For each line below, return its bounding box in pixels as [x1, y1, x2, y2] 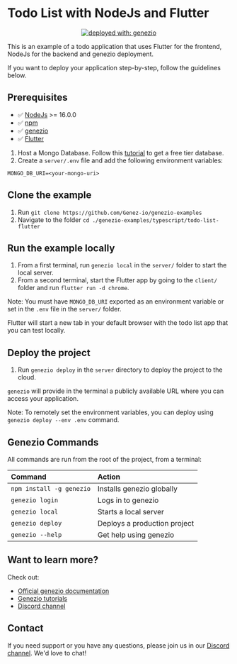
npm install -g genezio [11, 485, 91, 492]
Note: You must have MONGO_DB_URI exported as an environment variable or [7, 297, 224, 306]
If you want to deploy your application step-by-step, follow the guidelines [7, 63, 221, 72]
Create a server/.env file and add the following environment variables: [17, 156, 223, 165]
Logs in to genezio [98, 495, 159, 505]
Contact [7, 622, 44, 634]
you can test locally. [7, 326, 66, 335]
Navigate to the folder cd [17, 215, 90, 224]
